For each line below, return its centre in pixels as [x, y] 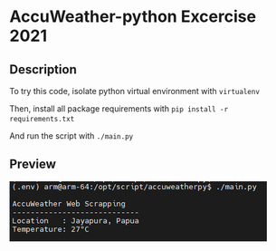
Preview [33, 164]
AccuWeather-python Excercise [133, 17]
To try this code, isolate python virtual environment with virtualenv [135, 91]
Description [43, 69]
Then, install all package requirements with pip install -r [119, 109]
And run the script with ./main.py [71, 136]
